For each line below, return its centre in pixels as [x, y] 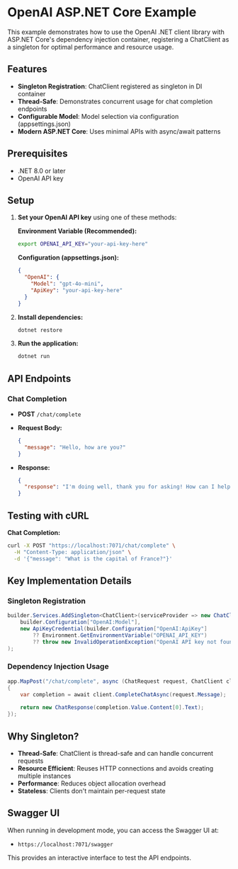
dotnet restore [40, 330]
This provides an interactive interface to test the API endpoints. [99, 858]
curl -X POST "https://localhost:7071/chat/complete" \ [91, 546]
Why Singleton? [43, 736]
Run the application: [48, 343]
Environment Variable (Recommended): [77, 231]
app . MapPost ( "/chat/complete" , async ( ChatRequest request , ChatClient [115, 681]
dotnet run [34, 357]
